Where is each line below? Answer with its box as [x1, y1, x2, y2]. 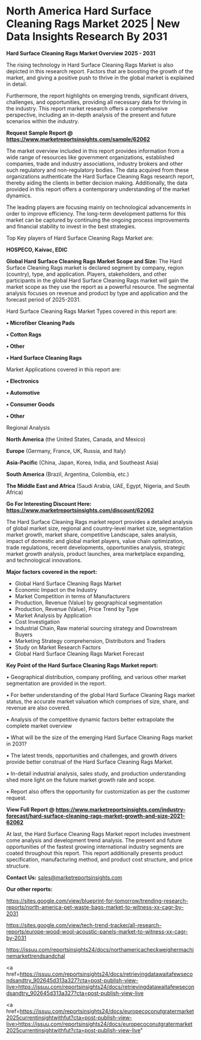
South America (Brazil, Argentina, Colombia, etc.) [6, 470, 130, 478]
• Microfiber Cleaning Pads [6, 319, 75, 326]
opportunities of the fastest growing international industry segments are [6, 843, 184, 850]
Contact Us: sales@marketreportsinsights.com [6, 874, 123, 881]
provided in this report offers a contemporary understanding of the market [6, 185, 190, 193]
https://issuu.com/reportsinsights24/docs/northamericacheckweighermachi [6, 946, 194, 953]
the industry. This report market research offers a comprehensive [6, 105, 168, 112]
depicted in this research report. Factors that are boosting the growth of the [6, 67, 193, 75]
